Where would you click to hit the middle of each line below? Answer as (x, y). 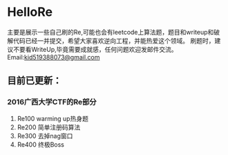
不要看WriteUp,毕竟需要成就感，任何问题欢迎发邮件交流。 (95, 49)
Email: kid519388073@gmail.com (54, 57)
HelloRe (30, 12)
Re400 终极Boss (40, 144)
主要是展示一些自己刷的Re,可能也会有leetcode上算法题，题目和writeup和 (111, 32)
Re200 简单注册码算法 (49, 127)
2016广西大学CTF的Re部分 (52, 102)
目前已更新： (35, 81)
